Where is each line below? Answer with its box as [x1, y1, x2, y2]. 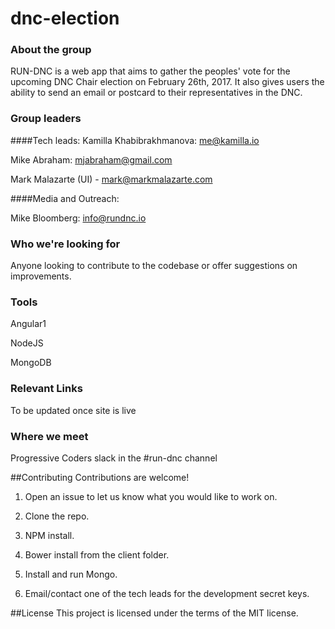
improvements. [10, 270, 72, 282]
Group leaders [10, 112, 82, 126]
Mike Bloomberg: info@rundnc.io [10, 212, 147, 224]
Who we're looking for [10, 237, 121, 251]
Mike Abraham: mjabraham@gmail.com [10, 153, 173, 166]
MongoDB [10, 357, 52, 369]
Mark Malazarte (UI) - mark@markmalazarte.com [10, 173, 213, 185]
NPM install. [24, 529, 75, 541]
